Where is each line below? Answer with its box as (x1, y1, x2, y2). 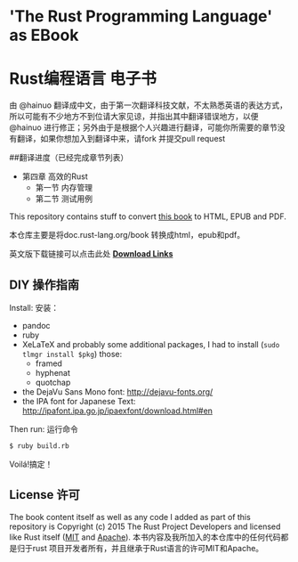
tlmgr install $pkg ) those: (21, 348, 123, 359)
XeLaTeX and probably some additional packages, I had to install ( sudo (21, 338, 280, 349)
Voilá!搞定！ (9, 459, 53, 469)
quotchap (35, 377, 71, 387)
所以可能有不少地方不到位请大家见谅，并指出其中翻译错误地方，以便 (9, 111, 259, 122)
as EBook (9, 25, 79, 45)
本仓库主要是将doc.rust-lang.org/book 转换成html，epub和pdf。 (9, 230, 246, 240)
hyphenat (35, 367, 71, 378)
